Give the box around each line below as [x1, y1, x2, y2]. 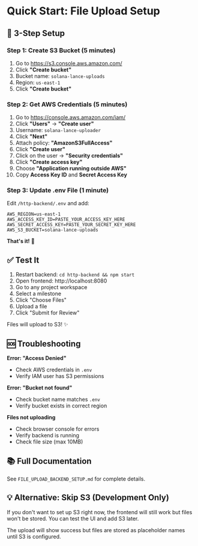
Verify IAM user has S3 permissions [15, 373, 104, 380]
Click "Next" [15, 133, 48, 140]
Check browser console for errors [15, 425, 100, 433]
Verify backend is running [15, 432, 80, 439]
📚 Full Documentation [7, 456, 92, 466]
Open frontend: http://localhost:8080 [15, 277, 107, 284]
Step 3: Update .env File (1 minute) [7, 186, 109, 194]
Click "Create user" [15, 146, 65, 153]
